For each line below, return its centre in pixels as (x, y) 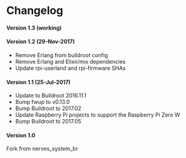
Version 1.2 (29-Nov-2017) (41, 42)
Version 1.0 (21, 135)
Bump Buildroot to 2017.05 (48, 122)
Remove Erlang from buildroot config (61, 55)
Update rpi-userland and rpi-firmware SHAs (70, 68)
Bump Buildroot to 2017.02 (48, 108)
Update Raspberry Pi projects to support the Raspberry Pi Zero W (98, 115)
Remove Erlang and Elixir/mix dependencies (70, 61)
